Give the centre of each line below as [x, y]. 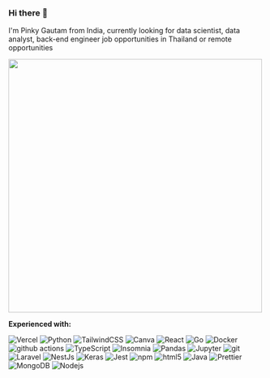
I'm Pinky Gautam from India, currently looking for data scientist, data [124, 31]
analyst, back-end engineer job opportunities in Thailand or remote [120, 39]
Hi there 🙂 [28, 13]
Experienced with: [40, 324]
